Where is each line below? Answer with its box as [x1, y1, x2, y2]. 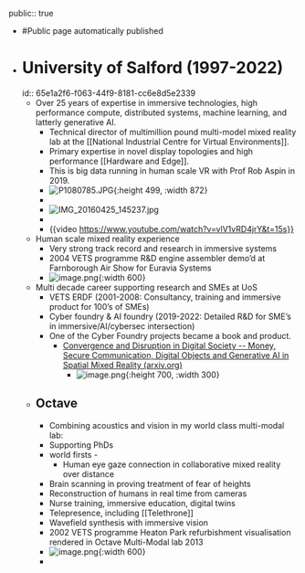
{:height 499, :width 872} [112, 185, 208, 196]
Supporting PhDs [48, 439, 114, 451]
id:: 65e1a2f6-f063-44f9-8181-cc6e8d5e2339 [21, 87, 196, 99]
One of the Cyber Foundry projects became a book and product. [48, 330, 291, 341]
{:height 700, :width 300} [125, 369, 220, 380]
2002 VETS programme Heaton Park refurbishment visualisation [48, 526, 291, 537]
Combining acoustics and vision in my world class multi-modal [48, 419, 285, 430]
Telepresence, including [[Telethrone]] [48, 507, 194, 518]
